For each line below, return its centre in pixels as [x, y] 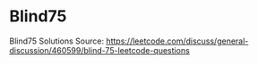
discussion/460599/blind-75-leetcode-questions [99, 50]
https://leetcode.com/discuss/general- [177, 41]
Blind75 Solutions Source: [57, 41]
